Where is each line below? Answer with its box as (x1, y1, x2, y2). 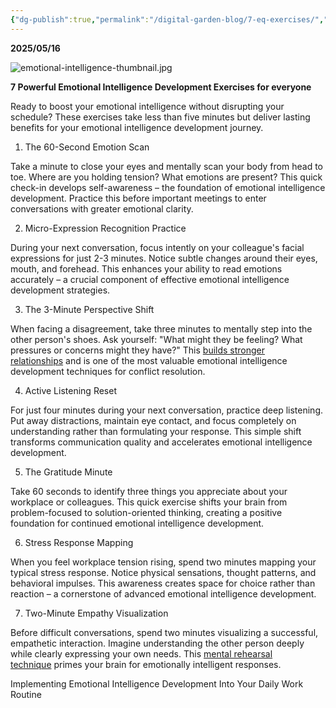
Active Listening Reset (24, 384, 117, 396)
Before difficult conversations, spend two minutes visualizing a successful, (10, 626, 319, 638)
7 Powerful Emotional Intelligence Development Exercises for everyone (10, 81, 312, 93)
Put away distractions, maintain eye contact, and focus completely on (10, 414, 297, 426)
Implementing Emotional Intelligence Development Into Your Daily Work (10, 677, 304, 690)
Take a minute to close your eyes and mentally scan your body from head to (10, 160, 323, 172)
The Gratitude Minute (24, 466, 113, 478)
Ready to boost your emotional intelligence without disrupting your (10, 100, 285, 112)
